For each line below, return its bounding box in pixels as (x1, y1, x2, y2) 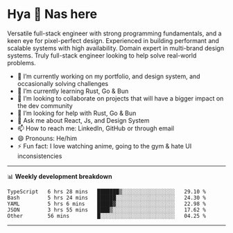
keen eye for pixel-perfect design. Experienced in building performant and (7, 36, 220, 44)
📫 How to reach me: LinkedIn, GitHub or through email (17, 124, 175, 132)
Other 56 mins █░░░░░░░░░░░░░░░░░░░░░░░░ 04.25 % (7, 212, 207, 219)
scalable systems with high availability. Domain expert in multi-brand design (7, 44, 224, 52)
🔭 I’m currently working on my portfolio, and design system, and (17, 72, 200, 80)
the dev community (17, 101, 73, 110)
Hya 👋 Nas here (7, 6, 98, 22)
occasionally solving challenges (17, 79, 109, 87)
